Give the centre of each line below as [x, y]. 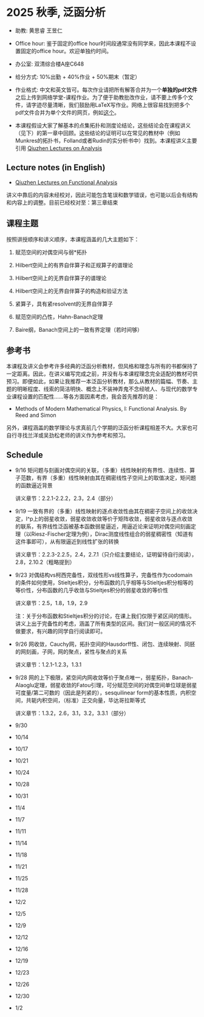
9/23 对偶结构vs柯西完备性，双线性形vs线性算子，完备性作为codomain [104, 575]
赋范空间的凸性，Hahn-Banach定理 [59, 317]
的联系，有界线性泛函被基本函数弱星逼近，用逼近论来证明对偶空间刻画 [103, 527]
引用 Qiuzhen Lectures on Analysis [58, 148]
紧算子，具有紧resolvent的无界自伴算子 [64, 304]
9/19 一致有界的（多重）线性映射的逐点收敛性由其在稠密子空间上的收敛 [104, 512]
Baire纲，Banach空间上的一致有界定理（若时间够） [79, 329]
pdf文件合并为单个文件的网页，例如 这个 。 [67, 112]
